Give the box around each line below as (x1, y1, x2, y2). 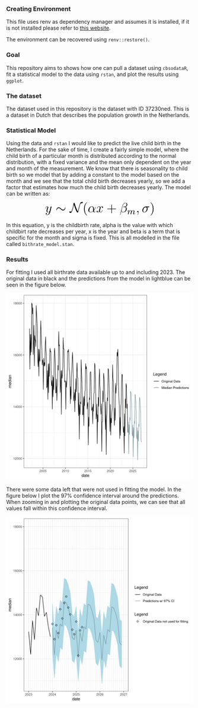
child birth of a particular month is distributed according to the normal (6, 152, 177, 160)
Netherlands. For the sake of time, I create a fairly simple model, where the (6, 146, 189, 153)
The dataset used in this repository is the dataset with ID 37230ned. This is (6, 105, 190, 112)
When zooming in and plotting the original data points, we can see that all (6, 499, 186, 506)
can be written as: (6, 190, 50, 197)
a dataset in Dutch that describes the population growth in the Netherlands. (6, 111, 190, 119)
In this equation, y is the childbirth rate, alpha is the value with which (6, 222, 174, 229)
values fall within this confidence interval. (6, 505, 108, 512)
